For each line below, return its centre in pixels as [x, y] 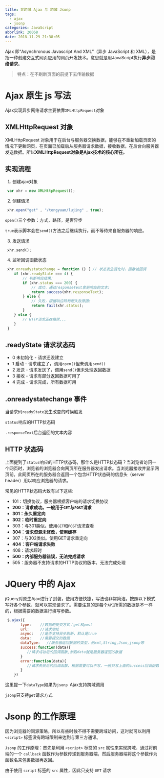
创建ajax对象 [25, 182]
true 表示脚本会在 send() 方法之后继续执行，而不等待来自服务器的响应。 [76, 231]
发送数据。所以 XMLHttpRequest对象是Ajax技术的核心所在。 [66, 152]
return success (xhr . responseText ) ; [67, 292]
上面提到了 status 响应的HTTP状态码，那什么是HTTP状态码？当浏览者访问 [79, 462]
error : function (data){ [43, 661]
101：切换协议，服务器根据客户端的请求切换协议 [60, 501]
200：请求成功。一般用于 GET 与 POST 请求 [52, 507]
